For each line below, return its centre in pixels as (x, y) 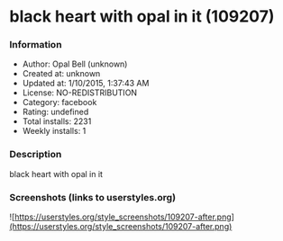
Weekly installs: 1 (54, 131)
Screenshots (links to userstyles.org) (93, 197)
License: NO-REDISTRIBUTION (80, 93)
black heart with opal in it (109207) (142, 17)
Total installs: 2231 (57, 121)
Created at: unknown (61, 74)
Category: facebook (59, 103)
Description (36, 155)
